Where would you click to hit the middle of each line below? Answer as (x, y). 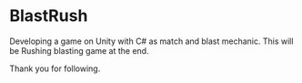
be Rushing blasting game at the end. (79, 50)
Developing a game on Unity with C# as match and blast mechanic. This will (151, 41)
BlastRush (49, 16)
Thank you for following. (55, 68)
